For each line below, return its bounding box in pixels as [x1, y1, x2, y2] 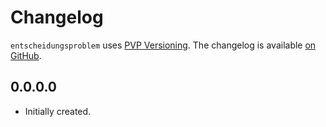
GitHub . [10, 49, 42, 61]
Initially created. [24, 105, 92, 117]
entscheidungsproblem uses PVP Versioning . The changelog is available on [10, 39, 317, 51]
